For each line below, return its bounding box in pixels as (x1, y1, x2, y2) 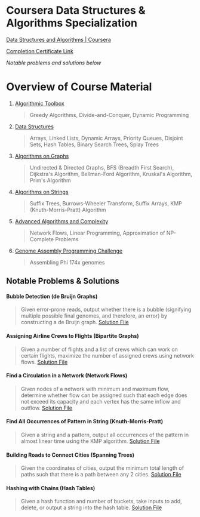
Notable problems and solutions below (6, 59, 101, 66)
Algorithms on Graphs (14, 152, 69, 159)
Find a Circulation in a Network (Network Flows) (6, 372, 128, 379)
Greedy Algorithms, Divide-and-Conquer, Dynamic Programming (29, 111, 189, 118)
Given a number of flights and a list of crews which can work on (20, 346, 178, 353)
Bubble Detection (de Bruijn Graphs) (6, 293, 98, 300)
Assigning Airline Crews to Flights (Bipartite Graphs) (6, 333, 139, 340)
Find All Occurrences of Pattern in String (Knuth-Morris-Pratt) (6, 418, 164, 425)
